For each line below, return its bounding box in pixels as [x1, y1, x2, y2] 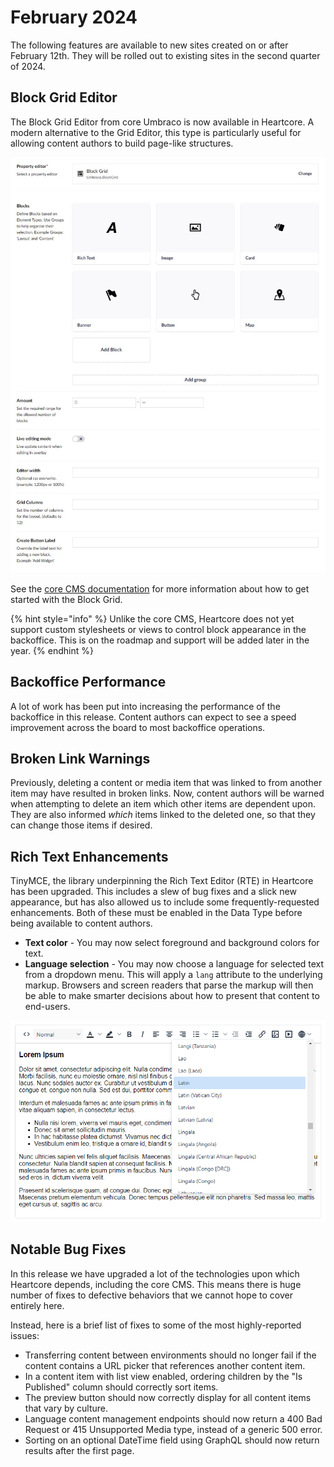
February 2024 [10, 6, 138, 29]
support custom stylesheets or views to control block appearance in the [10, 623, 307, 635]
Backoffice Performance [10, 674, 167, 691]
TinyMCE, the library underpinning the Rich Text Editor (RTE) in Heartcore [10, 875, 314, 887]
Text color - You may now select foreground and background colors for [24, 937, 320, 949]
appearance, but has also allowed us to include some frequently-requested [10, 896, 320, 908]
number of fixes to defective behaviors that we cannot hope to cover [10, 1289, 293, 1301]
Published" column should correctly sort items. [24, 1381, 219, 1393]
